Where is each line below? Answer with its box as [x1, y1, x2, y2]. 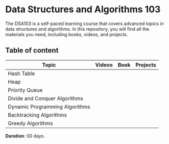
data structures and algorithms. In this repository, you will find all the [5, 26, 150, 32]
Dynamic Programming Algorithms [8, 103, 90, 110]
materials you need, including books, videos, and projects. [5, 31, 128, 37]
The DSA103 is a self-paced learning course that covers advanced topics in [5, 20, 164, 27]
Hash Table [8, 70, 35, 77]
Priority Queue [8, 86, 43, 93]
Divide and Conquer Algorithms [8, 94, 83, 102]
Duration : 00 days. [5, 133, 45, 139]
